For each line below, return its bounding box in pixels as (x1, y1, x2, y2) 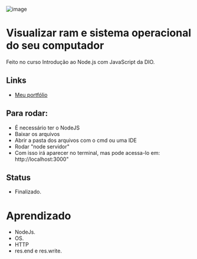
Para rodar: (6, 108, 48, 118)
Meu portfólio (14, 91, 48, 98)
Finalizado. (14, 188, 41, 195)
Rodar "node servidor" (14, 143, 70, 150)
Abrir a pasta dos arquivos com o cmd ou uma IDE (14, 137, 137, 144)
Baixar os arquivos (14, 130, 60, 137)
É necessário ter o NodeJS (14, 124, 80, 131)
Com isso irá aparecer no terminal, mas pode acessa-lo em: (14, 149, 160, 156)
